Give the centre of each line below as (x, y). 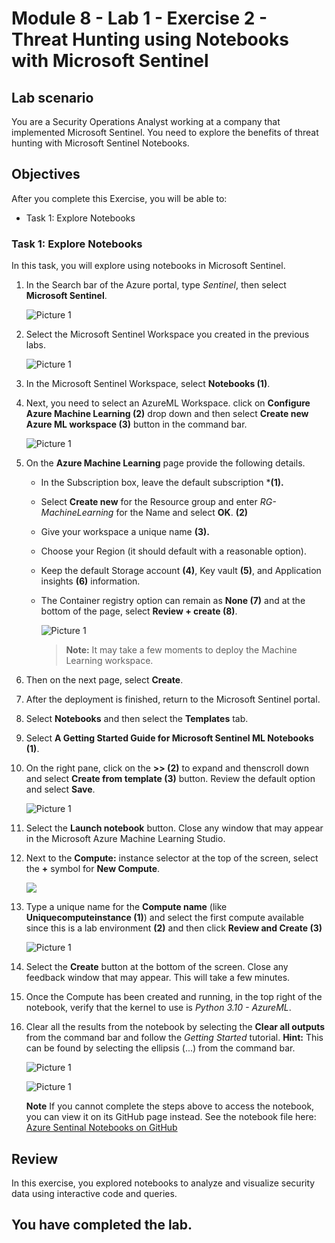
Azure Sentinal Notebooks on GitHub (101, 1128)
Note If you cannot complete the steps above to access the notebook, (170, 1106)
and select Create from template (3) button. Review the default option (170, 779)
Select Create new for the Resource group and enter (149, 502)
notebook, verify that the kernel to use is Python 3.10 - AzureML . (158, 1008)
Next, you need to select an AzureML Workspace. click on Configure (168, 403)
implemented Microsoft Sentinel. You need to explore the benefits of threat (165, 132)
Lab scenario (52, 97)
